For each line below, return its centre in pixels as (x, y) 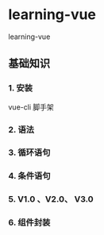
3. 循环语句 (29, 152)
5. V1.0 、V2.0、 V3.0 (51, 199)
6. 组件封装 (29, 222)
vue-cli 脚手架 (31, 107)
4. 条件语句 (29, 176)
